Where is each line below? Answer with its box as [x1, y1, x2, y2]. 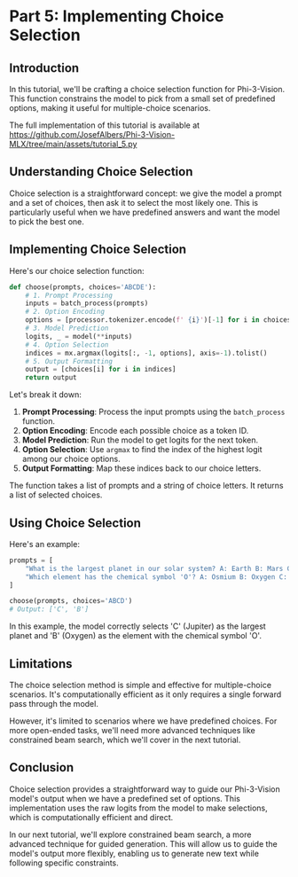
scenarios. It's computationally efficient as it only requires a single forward [9, 689, 282, 700]
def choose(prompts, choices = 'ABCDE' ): [9, 282, 157, 292]
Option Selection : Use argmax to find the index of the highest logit [21, 444, 263, 455]
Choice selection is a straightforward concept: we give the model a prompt [9, 188, 282, 199]
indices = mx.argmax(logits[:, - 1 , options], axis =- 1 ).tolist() [25, 348, 268, 357]
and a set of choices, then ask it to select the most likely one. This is [9, 197, 259, 208]
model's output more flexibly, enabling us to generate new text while [9, 848, 260, 858]
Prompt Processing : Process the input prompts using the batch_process [21, 406, 286, 418]
